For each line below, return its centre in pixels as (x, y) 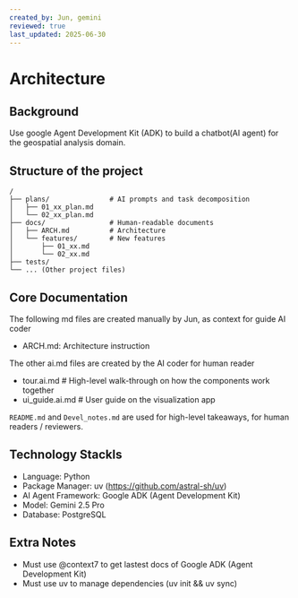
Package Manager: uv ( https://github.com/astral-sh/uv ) (124, 486)
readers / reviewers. (46, 426)
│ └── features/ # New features (88, 238)
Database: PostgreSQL (64, 514)
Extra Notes (43, 543)
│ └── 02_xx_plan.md (51, 215)
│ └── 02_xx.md (50, 255)
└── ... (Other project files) (68, 270)
